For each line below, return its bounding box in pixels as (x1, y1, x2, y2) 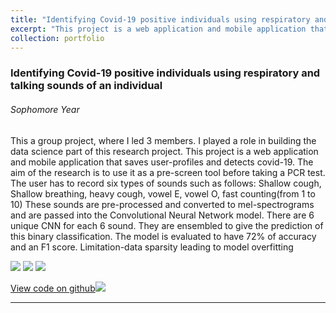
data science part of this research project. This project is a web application (10, 145, 319, 157)
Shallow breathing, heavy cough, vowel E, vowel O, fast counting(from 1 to (10, 187, 316, 200)
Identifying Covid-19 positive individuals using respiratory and (10, 66, 321, 80)
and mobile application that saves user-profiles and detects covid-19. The (10, 156, 314, 168)
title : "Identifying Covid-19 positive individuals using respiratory (10, 14, 311, 25)
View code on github (10, 282, 96, 294)
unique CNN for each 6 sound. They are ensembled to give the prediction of (10, 219, 324, 231)
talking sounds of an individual (10, 79, 163, 93)
